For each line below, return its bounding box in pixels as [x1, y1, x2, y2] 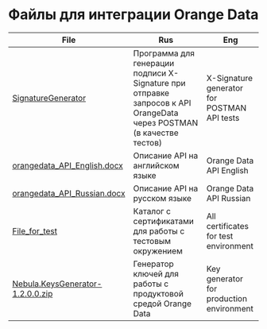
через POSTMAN [133, 117, 199, 128]
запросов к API [133, 97, 192, 108]
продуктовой [133, 288, 184, 299]
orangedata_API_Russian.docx [12, 188, 126, 199]
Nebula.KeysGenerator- [12, 278, 103, 289]
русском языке [133, 192, 192, 203]
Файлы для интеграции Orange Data [8, 6, 259, 24]
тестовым [133, 235, 172, 246]
